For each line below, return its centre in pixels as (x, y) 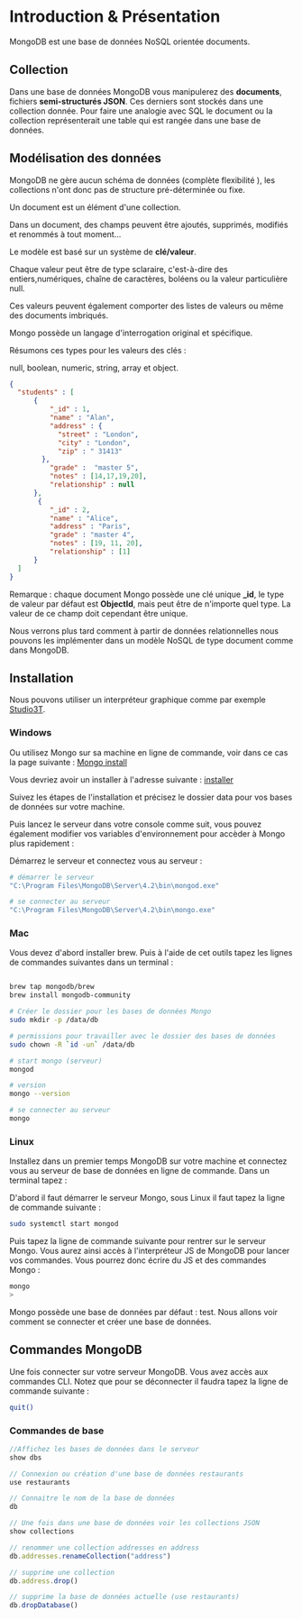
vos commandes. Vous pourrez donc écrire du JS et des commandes (138, 1260)
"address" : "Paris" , (90, 526)
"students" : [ (46, 393)
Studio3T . (27, 709)
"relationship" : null (92, 485)
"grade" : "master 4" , (92, 535)
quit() (22, 1407)
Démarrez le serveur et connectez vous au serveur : (106, 860)
